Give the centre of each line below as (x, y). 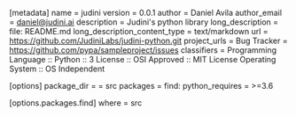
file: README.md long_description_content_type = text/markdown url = (139, 31)
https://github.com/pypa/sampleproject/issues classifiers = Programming (143, 50)
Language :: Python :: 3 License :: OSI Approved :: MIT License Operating (143, 59)
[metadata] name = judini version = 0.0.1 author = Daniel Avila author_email (145, 13)
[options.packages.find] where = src (76, 103)
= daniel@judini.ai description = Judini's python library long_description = (144, 22)
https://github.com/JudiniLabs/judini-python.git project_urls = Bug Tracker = (148, 40)
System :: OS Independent (57, 69)
